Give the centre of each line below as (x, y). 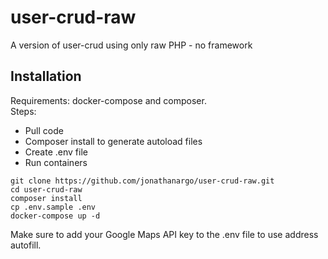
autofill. (26, 245)
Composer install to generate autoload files (113, 141)
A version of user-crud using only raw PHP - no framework (131, 45)
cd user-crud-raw (46, 189)
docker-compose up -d (55, 216)
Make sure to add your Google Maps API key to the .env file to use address (164, 234)
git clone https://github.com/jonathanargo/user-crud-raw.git (142, 181)
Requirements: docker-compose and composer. (108, 100)
